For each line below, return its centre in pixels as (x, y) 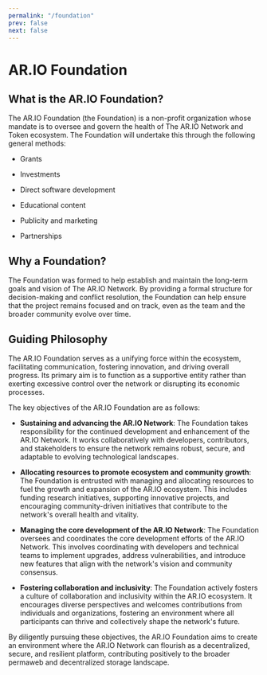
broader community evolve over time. (70, 314)
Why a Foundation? (57, 261)
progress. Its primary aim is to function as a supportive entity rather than (128, 375)
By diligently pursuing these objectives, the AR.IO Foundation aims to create (133, 637)
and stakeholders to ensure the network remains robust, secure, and (132, 448)
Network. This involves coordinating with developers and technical (129, 547)
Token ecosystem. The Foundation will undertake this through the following (132, 135)
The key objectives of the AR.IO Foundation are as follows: (104, 408)
